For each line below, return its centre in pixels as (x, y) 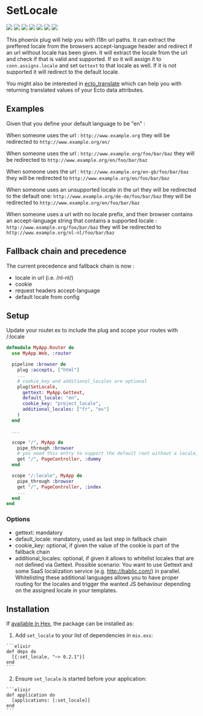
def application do (31, 695)
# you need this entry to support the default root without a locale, (108, 454)
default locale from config (47, 297)
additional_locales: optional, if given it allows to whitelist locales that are (105, 558)
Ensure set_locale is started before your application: (81, 679)
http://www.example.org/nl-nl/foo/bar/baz (60, 233)
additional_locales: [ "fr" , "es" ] (66, 409)
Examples (25, 109)
